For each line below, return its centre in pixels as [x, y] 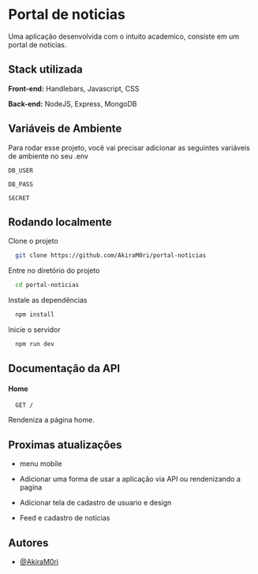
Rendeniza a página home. [51, 420]
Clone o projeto [34, 241]
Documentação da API [64, 369]
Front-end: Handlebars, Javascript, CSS [74, 88]
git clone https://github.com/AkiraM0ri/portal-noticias [111, 255]
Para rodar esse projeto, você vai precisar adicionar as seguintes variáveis [129, 147]
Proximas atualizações [65, 444]
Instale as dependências [48, 300]
